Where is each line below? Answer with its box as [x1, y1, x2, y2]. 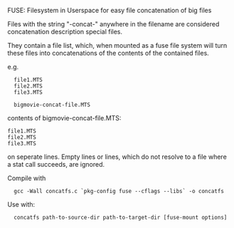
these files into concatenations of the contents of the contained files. [7, 49, 210, 57]
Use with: [7, 200, 36, 209]
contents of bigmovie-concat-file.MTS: [7, 114, 122, 122]
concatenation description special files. [7, 28, 123, 36]
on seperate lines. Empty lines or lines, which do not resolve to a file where [7, 152, 228, 161]
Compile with [7, 174, 46, 182]
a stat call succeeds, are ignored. [7, 160, 105, 168]
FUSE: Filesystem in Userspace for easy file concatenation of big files [7, 6, 212, 14]
